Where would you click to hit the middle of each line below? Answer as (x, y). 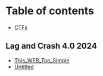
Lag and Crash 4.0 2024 (51, 46)
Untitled (24, 66)
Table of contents (50, 11)
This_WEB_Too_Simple (42, 60)
